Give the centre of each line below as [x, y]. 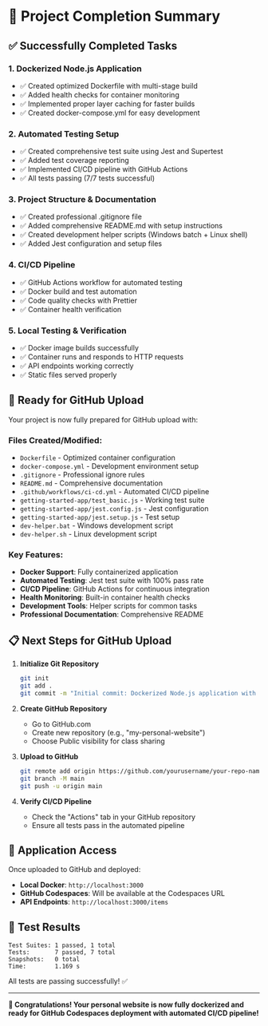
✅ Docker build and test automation [78, 291]
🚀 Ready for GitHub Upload [76, 400]
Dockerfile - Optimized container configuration [97, 458]
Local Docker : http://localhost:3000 [82, 885]
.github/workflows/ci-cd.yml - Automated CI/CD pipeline [114, 492]
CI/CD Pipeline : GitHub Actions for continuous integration [114, 589]
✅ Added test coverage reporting [74, 160]
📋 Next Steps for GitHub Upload [90, 641]
